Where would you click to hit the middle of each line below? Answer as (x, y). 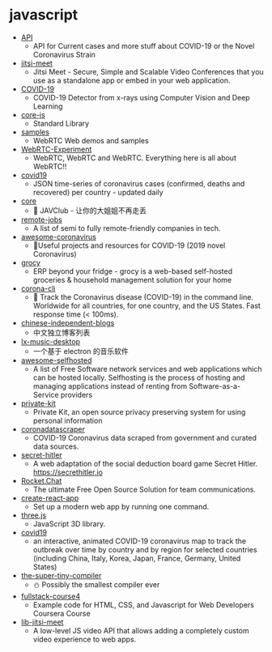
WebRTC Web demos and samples (91, 140)
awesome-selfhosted (56, 360)
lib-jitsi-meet (42, 622)
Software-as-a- (215, 386)
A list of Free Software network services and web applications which (147, 369)
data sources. (56, 446)
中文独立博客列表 (62, 332)
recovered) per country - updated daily (98, 192)
